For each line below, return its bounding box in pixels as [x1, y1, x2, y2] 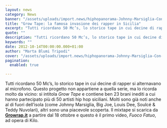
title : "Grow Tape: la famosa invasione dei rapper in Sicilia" [5, 21, 141, 26]
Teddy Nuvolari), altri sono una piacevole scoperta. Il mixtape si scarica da [5, 107, 158, 113]
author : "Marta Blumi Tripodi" [5, 49, 70, 54]
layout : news [5, 7, 32, 12]
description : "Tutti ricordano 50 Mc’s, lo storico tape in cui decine [5, 35, 157, 40]
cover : [5, 53, 19, 59]
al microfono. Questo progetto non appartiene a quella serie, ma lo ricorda [5, 86, 157, 92]
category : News [5, 12, 37, 17]
